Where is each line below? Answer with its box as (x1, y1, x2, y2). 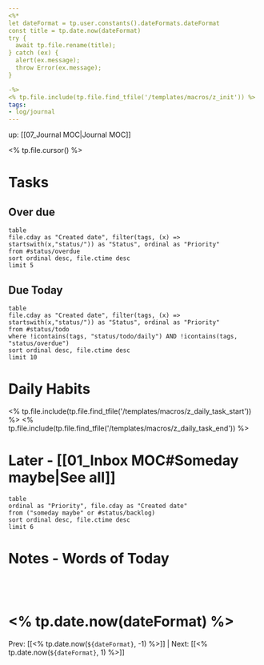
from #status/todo (8, 325, 70, 333)
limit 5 (8, 262, 34, 270)
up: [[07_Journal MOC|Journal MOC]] (8, 130, 131, 140)
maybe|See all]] (8, 469, 116, 487)
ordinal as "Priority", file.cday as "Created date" (8, 502, 188, 510)
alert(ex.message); (15, 57, 81, 65)
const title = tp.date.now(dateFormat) (8, 26, 142, 34)
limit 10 (8, 353, 38, 361)
